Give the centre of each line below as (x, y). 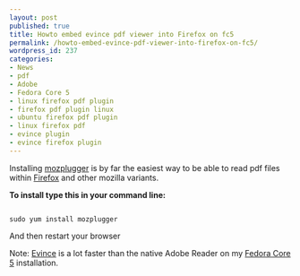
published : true (39, 26)
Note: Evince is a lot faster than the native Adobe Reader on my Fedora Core (150, 253)
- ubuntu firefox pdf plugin (64, 117)
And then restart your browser (65, 236)
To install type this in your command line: (87, 194)
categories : (31, 59)
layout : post (34, 17)
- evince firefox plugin (56, 142)
